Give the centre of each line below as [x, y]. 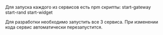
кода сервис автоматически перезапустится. [54, 27]
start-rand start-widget [29, 12]
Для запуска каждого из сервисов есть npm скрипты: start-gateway [78, 7]
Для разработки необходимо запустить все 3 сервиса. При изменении [82, 22]
